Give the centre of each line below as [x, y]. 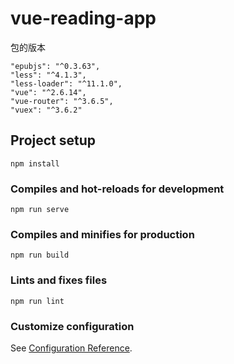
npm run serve [40, 210]
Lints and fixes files [59, 280]
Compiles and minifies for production [102, 234]
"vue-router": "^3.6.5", [62, 101]
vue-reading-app [83, 18]
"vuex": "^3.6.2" [46, 110]
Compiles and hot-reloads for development [117, 189]
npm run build [40, 255]
